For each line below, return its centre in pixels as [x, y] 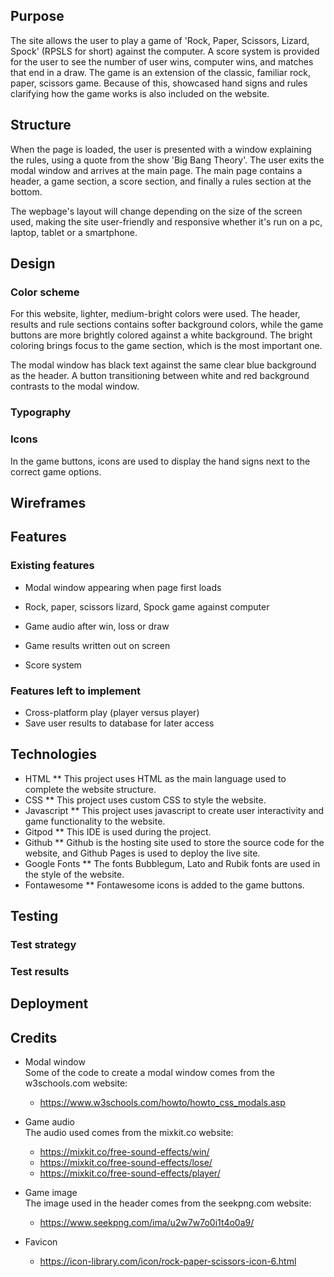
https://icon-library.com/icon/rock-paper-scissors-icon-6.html [168, 1261]
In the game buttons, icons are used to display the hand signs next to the [160, 461]
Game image [51, 1193]
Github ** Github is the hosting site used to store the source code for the [174, 842]
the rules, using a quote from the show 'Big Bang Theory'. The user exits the [167, 160]
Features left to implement [76, 691]
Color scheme [45, 292]
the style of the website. [74, 874]
